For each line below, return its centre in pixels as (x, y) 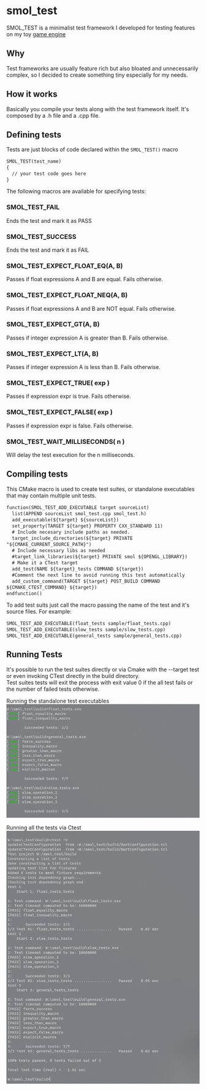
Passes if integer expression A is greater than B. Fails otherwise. (87, 338)
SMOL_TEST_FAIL (33, 208)
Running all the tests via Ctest (44, 827)
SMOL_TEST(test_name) (34, 162)
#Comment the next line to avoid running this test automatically (98, 575)
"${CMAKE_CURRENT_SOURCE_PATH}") (49, 544)
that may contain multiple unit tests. (51, 496)
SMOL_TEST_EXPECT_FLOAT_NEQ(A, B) (67, 295)
